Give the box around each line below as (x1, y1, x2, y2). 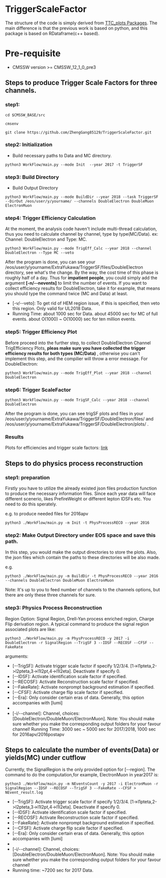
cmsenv (5, 121, 19, 126)
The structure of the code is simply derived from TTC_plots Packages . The (5, 20, 158, 26)
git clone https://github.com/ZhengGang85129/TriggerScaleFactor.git (5, 130, 152, 135)
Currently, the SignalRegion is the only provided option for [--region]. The (5, 766, 155, 772)
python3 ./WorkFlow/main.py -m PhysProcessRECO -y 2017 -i (5, 636, 130, 641)
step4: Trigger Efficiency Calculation (5, 215, 96, 222)
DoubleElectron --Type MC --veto (5, 251, 74, 255)
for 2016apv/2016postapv (12, 731, 64, 737)
